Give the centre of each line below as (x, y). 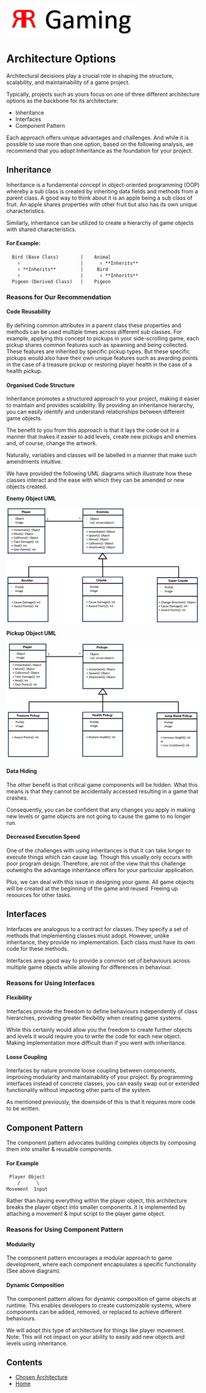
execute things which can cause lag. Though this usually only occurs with (100, 857)
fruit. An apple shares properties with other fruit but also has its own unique (102, 204)
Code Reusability (29, 311)
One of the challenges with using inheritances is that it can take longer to (99, 851)
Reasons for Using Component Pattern (65, 1230)
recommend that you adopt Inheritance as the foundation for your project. (100, 150)
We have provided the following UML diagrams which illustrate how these (99, 474)
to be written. (23, 1109)
